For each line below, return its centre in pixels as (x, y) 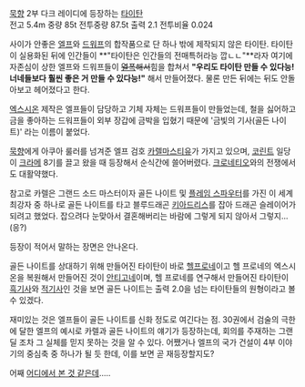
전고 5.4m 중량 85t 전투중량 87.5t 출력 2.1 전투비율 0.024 (112, 25)
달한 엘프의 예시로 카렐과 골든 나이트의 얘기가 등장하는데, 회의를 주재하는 (147, 331)
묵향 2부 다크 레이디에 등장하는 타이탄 (76, 13)
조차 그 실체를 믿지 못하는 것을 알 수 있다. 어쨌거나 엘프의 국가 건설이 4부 (147, 342)
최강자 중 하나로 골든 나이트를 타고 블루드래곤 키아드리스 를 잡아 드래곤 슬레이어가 (153, 204)
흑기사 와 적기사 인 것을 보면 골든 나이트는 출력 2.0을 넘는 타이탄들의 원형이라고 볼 (152, 289)
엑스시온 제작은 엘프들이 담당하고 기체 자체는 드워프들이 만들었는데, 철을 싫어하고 (153, 109)
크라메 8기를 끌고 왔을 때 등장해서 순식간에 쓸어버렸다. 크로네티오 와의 (142, 163)
